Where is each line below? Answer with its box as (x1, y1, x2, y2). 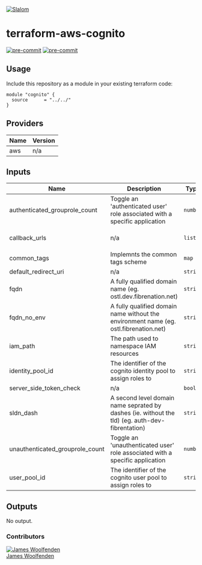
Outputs (6, 501, 38, 512)
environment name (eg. (110, 317, 176, 326)
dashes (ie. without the (110, 409, 175, 417)
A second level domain (110, 394, 175, 402)
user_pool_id (9, 474, 46, 482)
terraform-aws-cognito (6, 27, 125, 40)
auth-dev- (134, 417, 165, 425)
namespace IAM (110, 342, 156, 350)
